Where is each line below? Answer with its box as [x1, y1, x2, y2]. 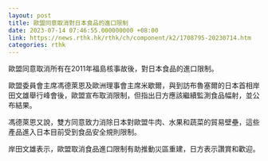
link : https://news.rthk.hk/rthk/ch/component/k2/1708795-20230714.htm [8, 33, 251, 42]
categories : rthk [8, 41, 66, 49]
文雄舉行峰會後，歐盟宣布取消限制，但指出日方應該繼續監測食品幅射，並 [14, 90, 253, 100]
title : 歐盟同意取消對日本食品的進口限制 [8, 19, 129, 27]
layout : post [8, 11, 52, 20]
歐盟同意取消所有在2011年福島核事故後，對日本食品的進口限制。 [8, 64, 219, 74]
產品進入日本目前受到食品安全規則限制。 [8, 128, 141, 137]
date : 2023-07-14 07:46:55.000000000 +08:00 [8, 26, 159, 34]
